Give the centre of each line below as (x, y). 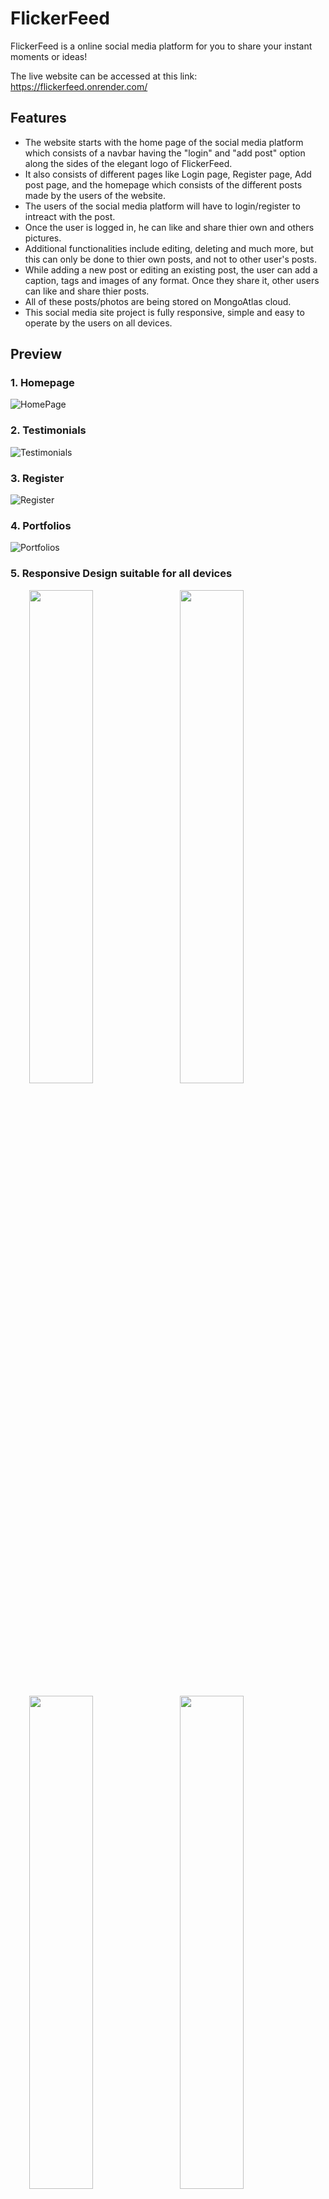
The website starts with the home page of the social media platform (164, 142)
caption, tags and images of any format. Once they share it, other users (172, 280)
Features (38, 118)
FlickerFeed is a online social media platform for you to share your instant (161, 46)
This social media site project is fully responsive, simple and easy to (164, 312)
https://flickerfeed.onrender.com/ (79, 86)
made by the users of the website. (95, 195)
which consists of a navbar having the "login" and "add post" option (165, 153)
